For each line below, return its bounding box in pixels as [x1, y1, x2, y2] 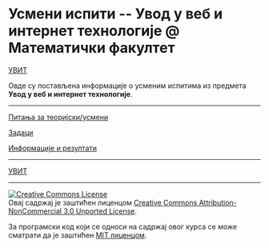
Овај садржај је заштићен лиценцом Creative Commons [8, 198, 198, 207]
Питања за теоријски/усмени [8, 112, 109, 122]
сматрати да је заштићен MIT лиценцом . [8, 230, 147, 240]
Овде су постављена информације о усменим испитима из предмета [8, 81, 247, 90]
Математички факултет [8, 39, 175, 57]
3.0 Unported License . [63, 206, 138, 216]
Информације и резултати [8, 143, 98, 153]
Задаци [8, 127, 34, 137]
